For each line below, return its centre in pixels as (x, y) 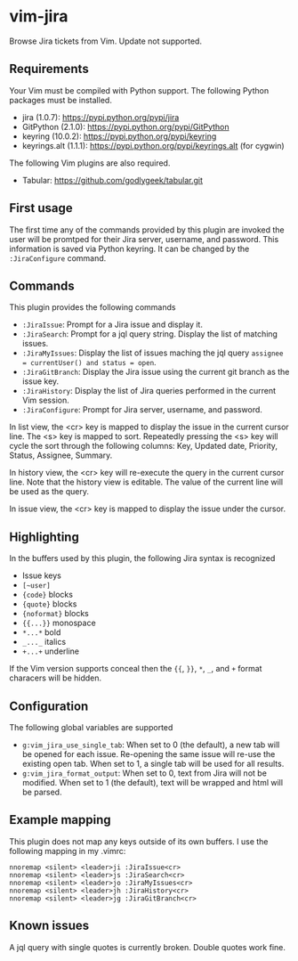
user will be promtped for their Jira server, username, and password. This (144, 239)
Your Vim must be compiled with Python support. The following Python (139, 90)
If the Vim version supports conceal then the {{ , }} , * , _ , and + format (136, 669)
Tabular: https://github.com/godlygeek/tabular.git (112, 180)
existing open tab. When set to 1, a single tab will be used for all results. (153, 764)
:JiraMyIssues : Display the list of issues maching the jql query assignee (153, 353)
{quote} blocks (49, 604)
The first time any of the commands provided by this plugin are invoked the (147, 230)
